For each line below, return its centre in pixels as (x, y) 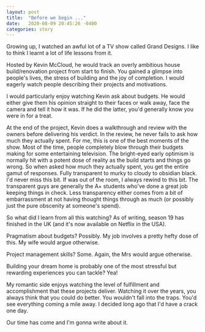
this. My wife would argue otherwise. (53, 243)
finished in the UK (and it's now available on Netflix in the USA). (86, 224)
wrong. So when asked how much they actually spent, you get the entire (97, 167)
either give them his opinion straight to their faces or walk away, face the (98, 103)
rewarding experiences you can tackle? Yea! (62, 273)
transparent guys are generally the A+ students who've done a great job (97, 186)
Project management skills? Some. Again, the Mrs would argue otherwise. (99, 254)
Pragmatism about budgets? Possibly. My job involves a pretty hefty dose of (102, 236)
